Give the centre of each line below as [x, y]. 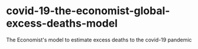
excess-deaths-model [62, 23]
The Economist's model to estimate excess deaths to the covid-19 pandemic [99, 40]
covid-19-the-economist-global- [88, 11]
